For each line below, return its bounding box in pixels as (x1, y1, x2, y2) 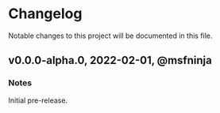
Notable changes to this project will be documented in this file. (8, 31, 213, 40)
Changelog (8, 5, 83, 23)
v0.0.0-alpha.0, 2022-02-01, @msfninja (8, 54, 212, 67)
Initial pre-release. (8, 96, 68, 105)
